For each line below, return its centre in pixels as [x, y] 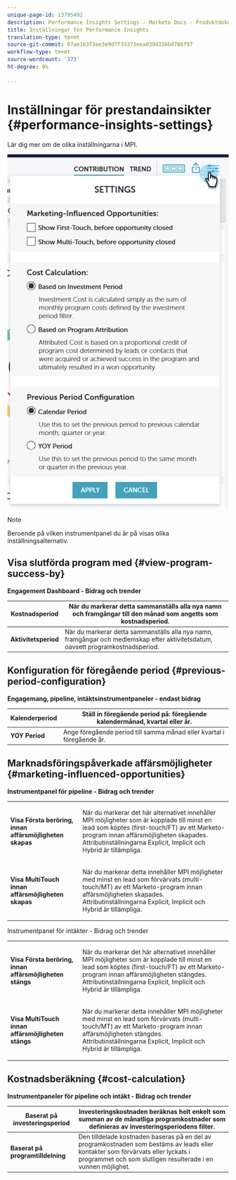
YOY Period [28, 736]
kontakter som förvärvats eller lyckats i [135, 1152]
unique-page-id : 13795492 [45, 15]
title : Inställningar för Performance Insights [78, 30]
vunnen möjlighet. [104, 1167]
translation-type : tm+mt [44, 37]
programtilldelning [38, 1155]
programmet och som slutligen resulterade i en [146, 1159]
